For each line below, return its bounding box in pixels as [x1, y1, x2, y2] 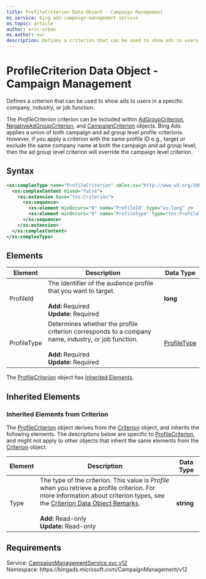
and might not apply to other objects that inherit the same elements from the [6, 437, 199, 444]
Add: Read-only [39, 515, 87, 523]
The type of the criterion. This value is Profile [39, 476, 170, 485]
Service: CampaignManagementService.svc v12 [6, 559, 128, 566]
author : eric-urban [6, 26, 56, 33]
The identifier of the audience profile [48, 279, 154, 288]
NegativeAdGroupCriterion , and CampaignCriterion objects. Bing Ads [6, 122, 181, 129]
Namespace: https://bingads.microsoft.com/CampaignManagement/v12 [6, 566, 188, 573]
